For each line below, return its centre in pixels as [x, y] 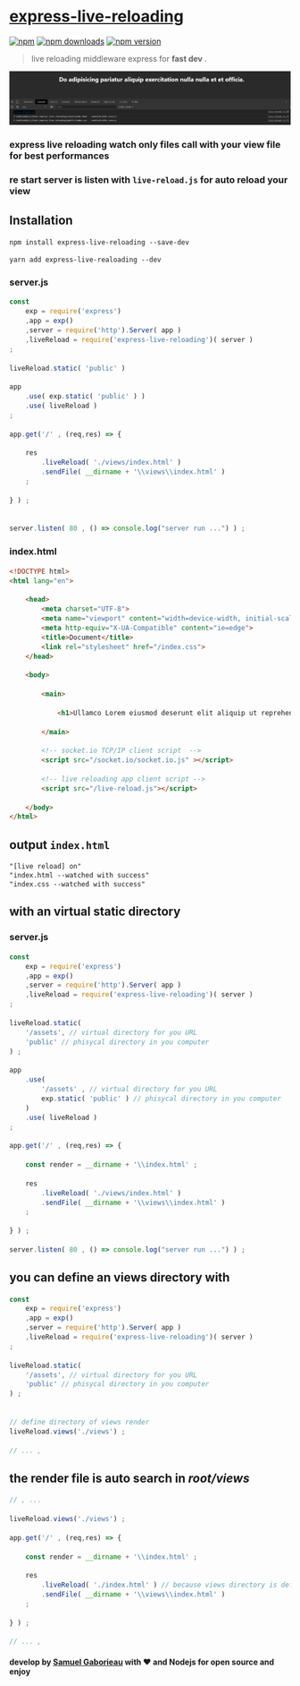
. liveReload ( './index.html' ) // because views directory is [159, 1585]
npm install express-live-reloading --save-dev [100, 243]
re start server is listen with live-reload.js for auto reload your [149, 180]
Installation [41, 220]
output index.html [60, 845]
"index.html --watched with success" [79, 876]
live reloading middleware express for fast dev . [119, 58]
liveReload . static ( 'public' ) [67, 368]
